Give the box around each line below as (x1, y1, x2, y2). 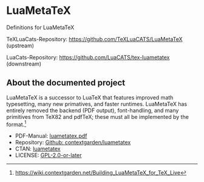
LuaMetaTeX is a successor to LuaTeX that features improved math (6, 93, 174, 101)
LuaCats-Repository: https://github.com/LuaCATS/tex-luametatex (6, 53, 170, 61)
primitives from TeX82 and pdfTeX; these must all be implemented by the (6, 113, 189, 120)
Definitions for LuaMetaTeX (6, 24, 75, 31)
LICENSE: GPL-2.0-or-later (15, 152, 82, 159)
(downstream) (6, 60, 41, 67)
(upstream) (6, 42, 35, 49)
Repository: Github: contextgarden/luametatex (15, 139, 131, 146)
